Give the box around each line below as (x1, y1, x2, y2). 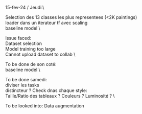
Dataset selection (5, 40, 42, 47)
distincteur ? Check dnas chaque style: (5, 87, 87, 94)
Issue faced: (5, 35, 32, 41)
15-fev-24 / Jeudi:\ (5, 5, 44, 10)
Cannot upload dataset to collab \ (5, 51, 76, 57)
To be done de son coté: (5, 61, 57, 67)
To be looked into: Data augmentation (5, 103, 84, 109)
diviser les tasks (5, 82, 39, 88)
